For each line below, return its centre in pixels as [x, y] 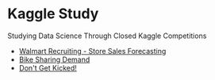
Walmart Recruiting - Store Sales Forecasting [92, 51]
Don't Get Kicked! [48, 67]
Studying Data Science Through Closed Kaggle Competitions [107, 36]
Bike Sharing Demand [54, 59]
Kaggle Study [53, 14]
